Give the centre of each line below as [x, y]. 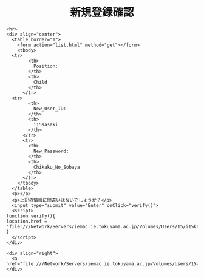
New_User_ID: [50, 109]
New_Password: [51, 151]
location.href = [27, 221]
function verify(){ [31, 216]
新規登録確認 [102, 12]
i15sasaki [46, 124]
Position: [46, 66]
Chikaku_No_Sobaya [56, 167]
